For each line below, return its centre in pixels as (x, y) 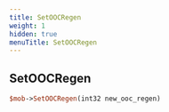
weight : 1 (28, 26)
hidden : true (33, 34)
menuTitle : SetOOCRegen (53, 42)
